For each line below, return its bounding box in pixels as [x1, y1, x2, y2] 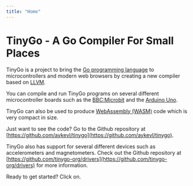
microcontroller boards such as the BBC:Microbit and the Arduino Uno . [6, 96, 178, 103]
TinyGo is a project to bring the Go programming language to [6, 66, 155, 73]
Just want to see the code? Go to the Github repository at [6, 125, 146, 132]
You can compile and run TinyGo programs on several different [6, 89, 159, 97]
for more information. [36, 161, 89, 168]
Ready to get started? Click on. [6, 173, 81, 180]
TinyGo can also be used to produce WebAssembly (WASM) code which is [6, 107, 188, 115]
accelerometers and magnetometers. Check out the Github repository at [6, 149, 182, 156]
